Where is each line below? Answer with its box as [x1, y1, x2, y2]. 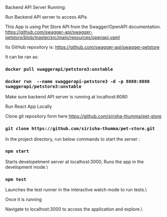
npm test [5, 176, 27, 182]
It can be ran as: [5, 54, 39, 60]
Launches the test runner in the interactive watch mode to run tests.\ [5, 187, 147, 193]
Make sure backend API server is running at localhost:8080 [5, 94, 128, 100]
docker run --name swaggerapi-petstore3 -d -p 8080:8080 [5, 78, 150, 84]
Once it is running [5, 196, 42, 202]
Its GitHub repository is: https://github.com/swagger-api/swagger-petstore [5, 44, 160, 50]
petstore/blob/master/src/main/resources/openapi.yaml [5, 35, 120, 40]
